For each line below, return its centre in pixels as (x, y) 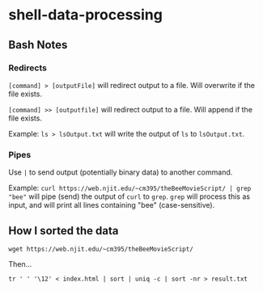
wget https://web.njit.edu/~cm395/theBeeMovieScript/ (101, 249)
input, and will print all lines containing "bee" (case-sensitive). (112, 205)
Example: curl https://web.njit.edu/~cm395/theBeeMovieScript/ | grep (130, 188)
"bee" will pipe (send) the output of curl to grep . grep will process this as (129, 196)
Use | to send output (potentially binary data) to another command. (121, 172)
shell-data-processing (86, 15)
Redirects (28, 68)
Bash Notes (38, 45)
